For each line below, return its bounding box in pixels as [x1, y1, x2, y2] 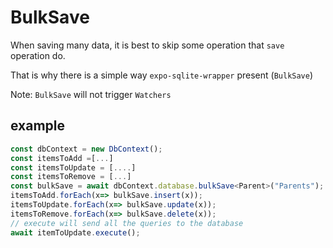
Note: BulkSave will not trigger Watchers [10, 88, 172, 100]
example [10, 117, 66, 135]
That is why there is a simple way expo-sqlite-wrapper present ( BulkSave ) [10, 69, 314, 81]
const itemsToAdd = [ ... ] [10, 153, 114, 163]
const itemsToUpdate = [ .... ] [10, 162, 137, 173]
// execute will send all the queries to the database [10, 218, 244, 228]
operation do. [10, 49, 66, 61]
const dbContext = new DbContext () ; [10, 144, 163, 154]
